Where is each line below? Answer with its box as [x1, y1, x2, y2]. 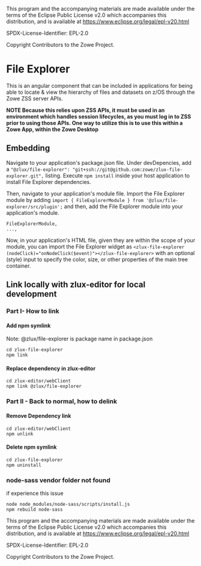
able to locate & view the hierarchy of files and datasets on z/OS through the [6, 88, 195, 96]
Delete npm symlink [6, 443, 57, 451]
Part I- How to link [6, 307, 59, 315]
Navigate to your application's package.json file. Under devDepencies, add [6, 159, 192, 166]
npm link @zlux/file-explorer [6, 383, 82, 390]
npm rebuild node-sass [6, 506, 63, 513]
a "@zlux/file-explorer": [6, 165, 70, 173]
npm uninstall [6, 462, 42, 468]
